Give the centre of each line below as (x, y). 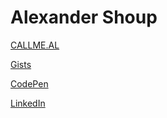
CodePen (29, 83)
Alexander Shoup (84, 17)
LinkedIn (28, 103)
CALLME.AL (35, 45)
